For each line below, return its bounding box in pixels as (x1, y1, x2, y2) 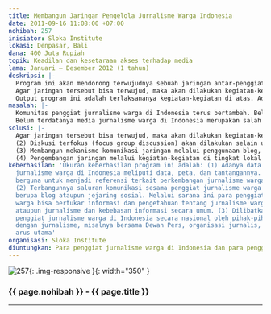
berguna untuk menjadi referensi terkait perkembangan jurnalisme (15, 176, 244, 185)
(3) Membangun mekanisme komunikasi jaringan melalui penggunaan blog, (15, 147, 262, 155)
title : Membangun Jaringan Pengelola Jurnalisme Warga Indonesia (8, 11, 232, 20)
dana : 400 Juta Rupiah (8, 49, 85, 57)
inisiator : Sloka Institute (8, 34, 103, 43)
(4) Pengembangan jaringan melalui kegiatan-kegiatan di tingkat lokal (15, 154, 262, 162)
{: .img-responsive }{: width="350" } (28, 266, 151, 275)
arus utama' (15, 229, 56, 238)
